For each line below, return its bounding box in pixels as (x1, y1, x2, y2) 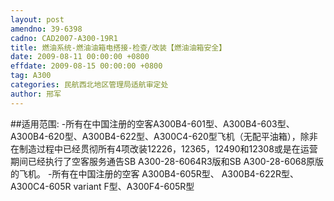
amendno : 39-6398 (10, 24, 83, 34)
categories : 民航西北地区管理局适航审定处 (10, 80, 169, 90)
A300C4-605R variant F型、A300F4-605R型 (10, 180, 195, 192)
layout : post (10, 14, 65, 25)
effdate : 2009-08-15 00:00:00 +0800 (10, 61, 163, 71)
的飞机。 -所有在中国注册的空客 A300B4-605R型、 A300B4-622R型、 (10, 167, 300, 180)
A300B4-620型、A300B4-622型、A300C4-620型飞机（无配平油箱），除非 (10, 130, 318, 142)
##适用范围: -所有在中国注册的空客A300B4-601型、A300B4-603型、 (10, 117, 295, 130)
